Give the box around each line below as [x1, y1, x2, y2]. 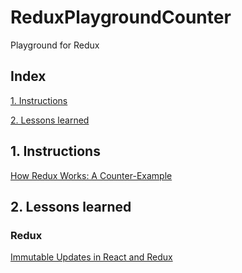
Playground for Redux [10, 39, 100, 51]
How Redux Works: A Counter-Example [10, 169, 173, 181]
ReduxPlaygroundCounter [10, 6, 232, 29]
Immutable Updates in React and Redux [10, 251, 173, 263]
